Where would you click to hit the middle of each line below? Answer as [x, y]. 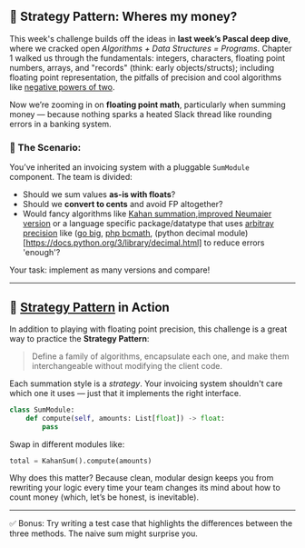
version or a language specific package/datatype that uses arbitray [148, 224]
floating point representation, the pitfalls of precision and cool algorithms [146, 77]
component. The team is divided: [71, 177]
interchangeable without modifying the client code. [127, 365]
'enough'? [41, 253]
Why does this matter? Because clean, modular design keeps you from [142, 478]
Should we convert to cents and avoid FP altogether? [123, 204]
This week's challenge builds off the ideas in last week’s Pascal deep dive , [150, 38]
